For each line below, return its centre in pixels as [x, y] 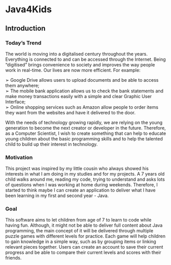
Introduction [26, 28]
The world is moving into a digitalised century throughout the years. [77, 54]
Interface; [16, 102]
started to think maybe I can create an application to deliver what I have [80, 190]
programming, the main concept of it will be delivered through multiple [79, 231]
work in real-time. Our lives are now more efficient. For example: [73, 70]
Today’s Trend [23, 43]
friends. [14, 258]
